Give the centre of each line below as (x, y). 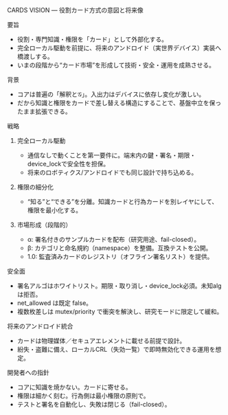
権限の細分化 (35, 187)
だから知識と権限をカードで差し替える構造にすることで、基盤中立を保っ (119, 103)
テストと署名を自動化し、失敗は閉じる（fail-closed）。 (94, 404)
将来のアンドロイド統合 (40, 326)
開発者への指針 (28, 372)
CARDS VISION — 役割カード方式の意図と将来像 (75, 10)
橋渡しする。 (35, 56)
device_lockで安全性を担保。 (68, 164)
